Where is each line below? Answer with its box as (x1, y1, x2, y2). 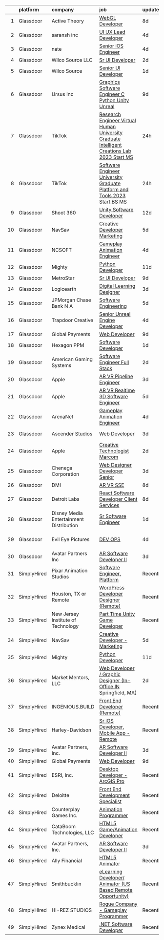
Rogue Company (99, 901, 138, 907)
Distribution (51, 522, 78, 529)
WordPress (99, 584, 124, 591)
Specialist (99, 798, 122, 805)
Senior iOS (99, 43, 123, 49)
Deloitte (51, 792, 70, 798)
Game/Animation (99, 826, 138, 833)
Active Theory (51, 18, 84, 24)
